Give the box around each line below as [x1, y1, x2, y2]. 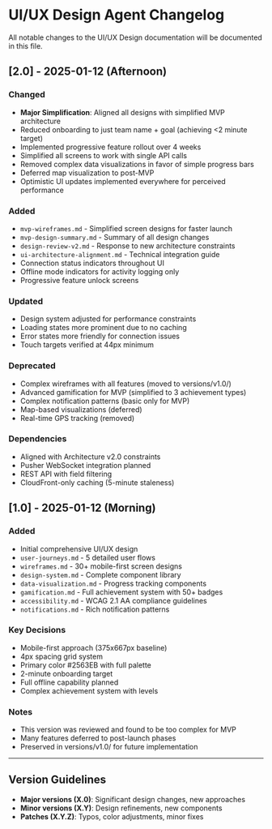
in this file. [8, 41, 43, 50]
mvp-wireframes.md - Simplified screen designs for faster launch [19, 223, 233, 233]
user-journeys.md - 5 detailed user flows [19, 552, 156, 562]
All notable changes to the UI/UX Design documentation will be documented [8, 32, 263, 42]
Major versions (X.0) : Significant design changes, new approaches [19, 794, 245, 804]
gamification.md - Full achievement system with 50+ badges [19, 586, 223, 597]
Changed [8, 89, 46, 101]
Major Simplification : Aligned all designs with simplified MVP [19, 107, 225, 117]
